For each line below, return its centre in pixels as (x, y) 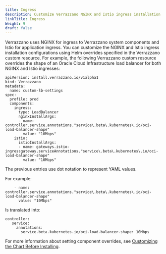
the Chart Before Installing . (32, 247)
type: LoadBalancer (38, 112)
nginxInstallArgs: (37, 117)
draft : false (19, 28)
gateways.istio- (53, 147)
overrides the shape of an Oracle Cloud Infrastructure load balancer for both (83, 63)
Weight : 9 (15, 24)
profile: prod (24, 100)
